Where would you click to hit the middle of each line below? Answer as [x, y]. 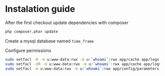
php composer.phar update [31, 31]
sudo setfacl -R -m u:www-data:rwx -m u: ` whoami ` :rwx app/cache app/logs [82, 59]
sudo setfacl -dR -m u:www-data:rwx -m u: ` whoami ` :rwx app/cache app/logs [83, 64]
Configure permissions [28, 51]
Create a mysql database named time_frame [50, 41]
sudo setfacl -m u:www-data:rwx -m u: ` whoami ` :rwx [58, 69]
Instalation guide [40, 9]
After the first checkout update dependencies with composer [67, 23]
